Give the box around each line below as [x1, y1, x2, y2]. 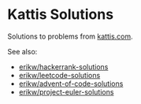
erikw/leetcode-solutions [18, 70, 101, 80]
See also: [7, 46, 38, 56]
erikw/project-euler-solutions [18, 87, 114, 96]
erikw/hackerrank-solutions [18, 61, 109, 72]
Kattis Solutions [7, 6, 114, 24]
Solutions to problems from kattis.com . [7, 32, 133, 41]
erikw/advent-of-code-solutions [18, 79, 124, 88]
